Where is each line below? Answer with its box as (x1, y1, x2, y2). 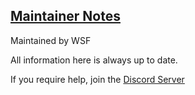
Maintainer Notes (10, 8, 121, 25)
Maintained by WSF (10, 34, 92, 46)
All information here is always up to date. (10, 54, 178, 66)
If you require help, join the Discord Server (10, 73, 185, 85)
